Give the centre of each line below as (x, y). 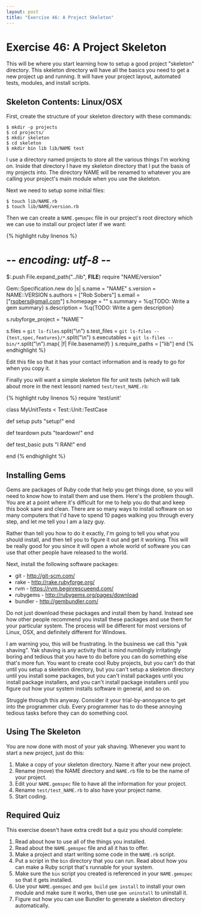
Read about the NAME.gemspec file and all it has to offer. (82, 848)
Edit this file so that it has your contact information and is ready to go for (96, 362)
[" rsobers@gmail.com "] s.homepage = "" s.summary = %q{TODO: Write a (98, 301)
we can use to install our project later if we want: (66, 224)
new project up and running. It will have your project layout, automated (94, 76)
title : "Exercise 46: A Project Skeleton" (60, 17)
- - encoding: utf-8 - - (58, 260)
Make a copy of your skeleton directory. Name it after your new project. (103, 764)
